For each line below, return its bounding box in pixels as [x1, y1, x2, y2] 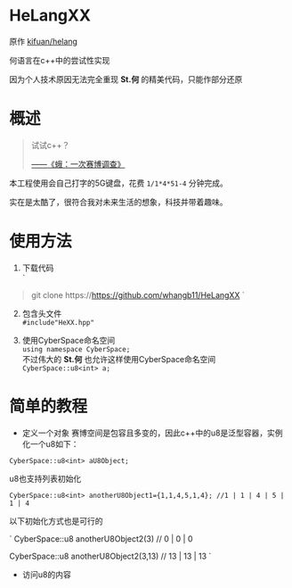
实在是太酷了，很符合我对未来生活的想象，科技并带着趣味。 [9, 196, 228, 207]
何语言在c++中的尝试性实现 [9, 54, 110, 65]
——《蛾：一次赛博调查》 [30, 158, 126, 170]
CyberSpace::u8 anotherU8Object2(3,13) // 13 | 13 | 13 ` [9, 551, 212, 561]
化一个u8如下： [21, 438, 79, 449]
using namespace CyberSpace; [21, 344, 131, 353]
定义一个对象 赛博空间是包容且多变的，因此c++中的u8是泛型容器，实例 [21, 427, 283, 438]
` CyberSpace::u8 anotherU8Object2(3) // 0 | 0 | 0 [9, 533, 193, 544]
